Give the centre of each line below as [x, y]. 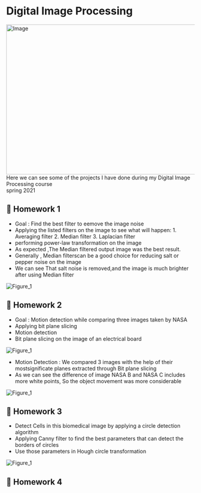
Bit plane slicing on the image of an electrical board [78, 339]
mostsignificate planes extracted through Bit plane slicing [86, 368]
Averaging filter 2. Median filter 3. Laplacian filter [75, 236]
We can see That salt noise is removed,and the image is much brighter [102, 268]
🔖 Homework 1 [33, 209]
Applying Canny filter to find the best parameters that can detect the [99, 438]
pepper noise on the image [48, 261]
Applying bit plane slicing [46, 326]
